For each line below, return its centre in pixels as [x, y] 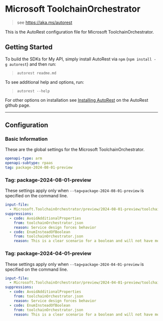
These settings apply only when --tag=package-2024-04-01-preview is [74, 264]
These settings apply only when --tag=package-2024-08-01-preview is [74, 190]
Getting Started [29, 47]
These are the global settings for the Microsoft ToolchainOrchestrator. [75, 150]
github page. [18, 105]
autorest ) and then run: [33, 64]
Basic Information [26, 139]
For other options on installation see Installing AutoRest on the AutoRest [77, 100]
